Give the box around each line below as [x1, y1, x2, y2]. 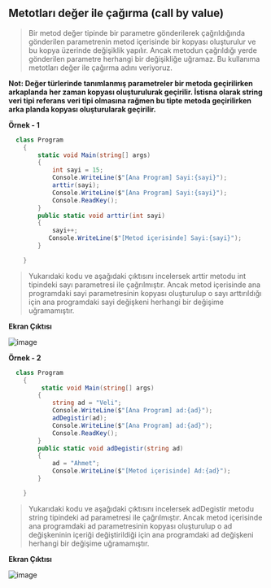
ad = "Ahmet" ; [51, 460, 100, 468]
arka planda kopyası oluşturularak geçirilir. [8, 104, 156, 114]
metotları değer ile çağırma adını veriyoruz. [28, 63, 173, 72]
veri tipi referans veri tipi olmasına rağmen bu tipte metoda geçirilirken [8, 95, 252, 105]
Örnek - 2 [8, 353, 42, 363]
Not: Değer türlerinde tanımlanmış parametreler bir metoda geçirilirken [8, 78, 254, 88]
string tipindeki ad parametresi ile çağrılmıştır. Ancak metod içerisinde [28, 512, 263, 522]
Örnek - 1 [8, 120, 40, 129]
